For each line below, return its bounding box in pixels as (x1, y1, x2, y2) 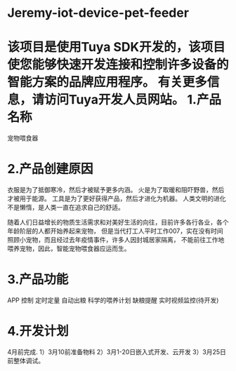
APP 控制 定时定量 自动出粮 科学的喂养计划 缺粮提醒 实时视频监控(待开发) (7, 296, 219, 304)
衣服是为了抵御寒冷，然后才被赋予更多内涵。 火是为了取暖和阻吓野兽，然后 (7, 186, 225, 194)
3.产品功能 (7, 271, 69, 288)
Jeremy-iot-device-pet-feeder (7, 5, 190, 21)
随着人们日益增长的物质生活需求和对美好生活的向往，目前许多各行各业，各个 (7, 218, 229, 227)
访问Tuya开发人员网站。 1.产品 (44, 92, 221, 108)
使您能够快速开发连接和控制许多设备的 (7, 57, 230, 73)
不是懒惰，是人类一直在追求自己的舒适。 (7, 203, 124, 212)
